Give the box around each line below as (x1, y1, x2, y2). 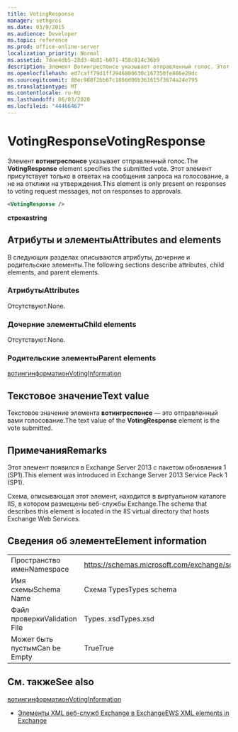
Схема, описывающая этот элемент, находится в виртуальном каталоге (7, 492, 227, 501)
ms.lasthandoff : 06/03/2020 (7, 96, 91, 104)
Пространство (11, 555, 61, 565)
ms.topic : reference (7, 37, 69, 44)
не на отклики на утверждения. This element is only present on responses (7, 179, 227, 188)
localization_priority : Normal (7, 50, 100, 57)
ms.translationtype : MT (7, 83, 78, 90)
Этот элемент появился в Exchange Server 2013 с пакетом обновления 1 (7, 463, 227, 472)
